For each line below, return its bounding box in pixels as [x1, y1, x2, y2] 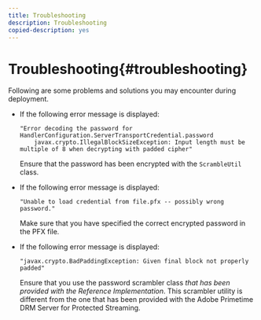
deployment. [8, 94, 49, 104]
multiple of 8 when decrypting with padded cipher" [19, 145, 193, 153]
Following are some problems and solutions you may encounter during [8, 86, 237, 95]
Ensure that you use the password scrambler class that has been [19, 278, 230, 288]
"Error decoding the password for [19, 125, 133, 133]
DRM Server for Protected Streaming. [19, 303, 141, 313]
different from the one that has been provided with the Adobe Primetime [19, 295, 254, 304]
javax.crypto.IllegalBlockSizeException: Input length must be [34, 138, 245, 146]
